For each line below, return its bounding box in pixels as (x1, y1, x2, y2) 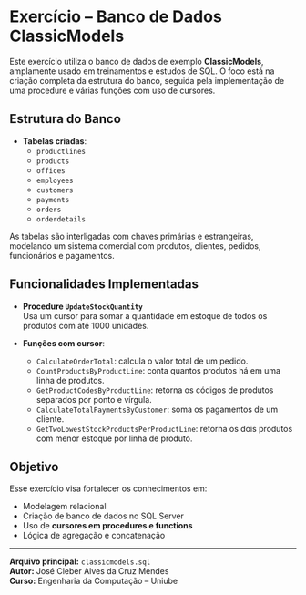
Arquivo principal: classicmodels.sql (9, 556, 151, 567)
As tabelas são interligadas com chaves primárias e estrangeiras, (9, 231, 254, 241)
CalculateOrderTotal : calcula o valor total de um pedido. (36, 355, 249, 366)
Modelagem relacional (22, 501, 107, 512)
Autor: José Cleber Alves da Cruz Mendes (9, 566, 169, 577)
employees (36, 176, 75, 185)
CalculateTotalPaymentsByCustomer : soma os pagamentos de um (36, 404, 279, 415)
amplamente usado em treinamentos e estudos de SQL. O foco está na (9, 66, 275, 77)
